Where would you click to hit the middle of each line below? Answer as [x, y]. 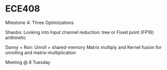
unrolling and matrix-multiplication [41, 52]
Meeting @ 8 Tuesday [28, 62]
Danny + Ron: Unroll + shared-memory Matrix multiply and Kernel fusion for [83, 47]
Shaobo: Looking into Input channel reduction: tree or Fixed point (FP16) [79, 32]
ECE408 [23, 9]
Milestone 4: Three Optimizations [40, 22]
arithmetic [16, 37]
